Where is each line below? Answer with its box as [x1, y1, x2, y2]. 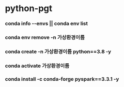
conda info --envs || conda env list [5, 20, 88, 27]
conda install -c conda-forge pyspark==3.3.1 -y [5, 75, 120, 82]
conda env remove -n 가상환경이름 [5, 34, 85, 41]
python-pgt [5, 3, 52, 14]
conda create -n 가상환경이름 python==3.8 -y [5, 48, 111, 55]
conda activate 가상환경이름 [5, 62, 69, 69]
